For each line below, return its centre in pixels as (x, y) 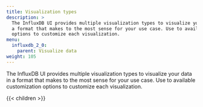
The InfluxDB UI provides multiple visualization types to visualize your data (99, 73)
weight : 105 (21, 57)
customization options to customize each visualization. (75, 86)
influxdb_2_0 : (29, 46)
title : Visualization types (42, 12)
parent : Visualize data (47, 51)
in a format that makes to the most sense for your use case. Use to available (101, 80)
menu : (13, 40)
